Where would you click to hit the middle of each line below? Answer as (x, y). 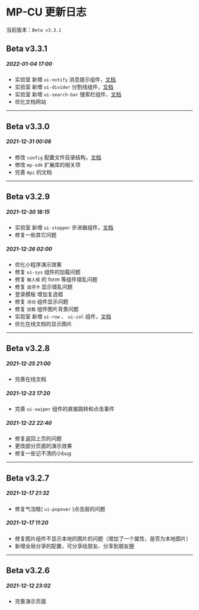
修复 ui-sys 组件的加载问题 (48, 272)
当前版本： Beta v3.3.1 (34, 30)
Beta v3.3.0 (28, 126)
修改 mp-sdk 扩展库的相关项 (48, 164)
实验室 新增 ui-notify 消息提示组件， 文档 (65, 80)
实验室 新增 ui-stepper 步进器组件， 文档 (64, 228)
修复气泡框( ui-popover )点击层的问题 (60, 509)
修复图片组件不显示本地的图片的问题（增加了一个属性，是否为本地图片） (103, 538)
